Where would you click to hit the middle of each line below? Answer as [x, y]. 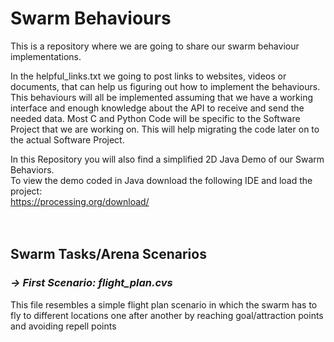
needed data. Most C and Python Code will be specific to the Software [155, 118]
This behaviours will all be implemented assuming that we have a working [161, 97]
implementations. [46, 56]
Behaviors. [32, 169]
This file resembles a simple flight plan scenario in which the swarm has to [164, 304]
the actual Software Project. [67, 139]
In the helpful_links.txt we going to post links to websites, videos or [148, 76]
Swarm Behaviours [91, 18]
